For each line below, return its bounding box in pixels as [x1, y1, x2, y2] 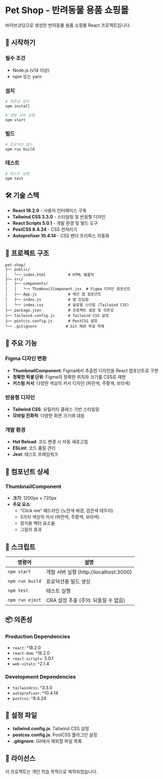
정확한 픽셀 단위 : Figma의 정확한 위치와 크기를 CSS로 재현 [12, 373, 126, 380]
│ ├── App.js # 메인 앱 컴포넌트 [5, 292, 101, 297]
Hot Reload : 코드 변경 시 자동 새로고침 [12, 439, 88, 445]
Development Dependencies [5, 673, 76, 680]
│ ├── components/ [5, 281, 49, 286]
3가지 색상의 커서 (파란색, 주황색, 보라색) [20, 514, 100, 520]
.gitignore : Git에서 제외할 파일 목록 [12, 738, 82, 744]
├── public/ [5, 267, 30, 272]
